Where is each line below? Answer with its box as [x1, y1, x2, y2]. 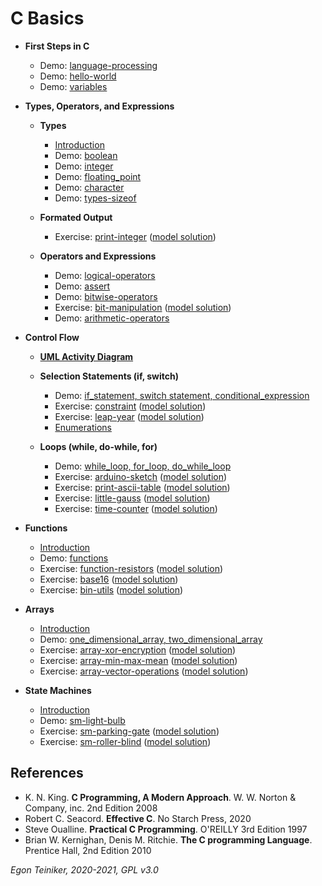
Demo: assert [54, 280, 111, 292]
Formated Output [39, 211, 113, 223]
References [10, 765, 84, 782]
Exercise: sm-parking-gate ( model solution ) [39, 725, 220, 737]
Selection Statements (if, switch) [39, 370, 180, 382]
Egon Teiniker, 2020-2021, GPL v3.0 [10, 863, 159, 876]
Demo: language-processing [39, 59, 158, 71]
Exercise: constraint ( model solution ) [54, 400, 207, 412]
